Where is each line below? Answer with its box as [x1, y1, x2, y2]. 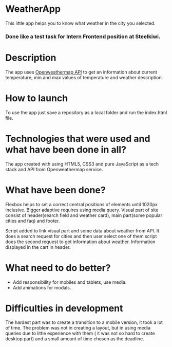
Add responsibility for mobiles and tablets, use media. [12, 279, 127, 285]
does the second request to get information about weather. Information [5, 239, 156, 245]
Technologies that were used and [5, 133, 150, 144]
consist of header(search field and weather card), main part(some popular [5, 212, 163, 218]
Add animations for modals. [12, 284, 71, 290]
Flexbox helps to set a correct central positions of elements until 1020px [5, 201, 158, 207]
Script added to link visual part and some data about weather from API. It [5, 227, 160, 234]
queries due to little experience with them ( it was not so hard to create [5, 330, 155, 337]
